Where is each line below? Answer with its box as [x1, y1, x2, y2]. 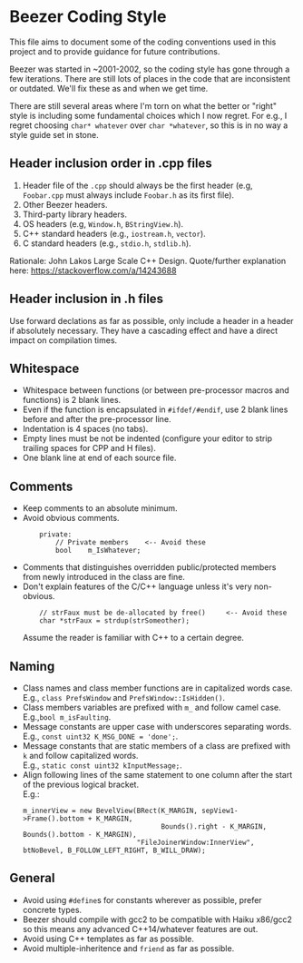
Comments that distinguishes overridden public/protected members [22, 562, 277, 573]
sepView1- [200, 806, 239, 815]
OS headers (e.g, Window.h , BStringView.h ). [22, 218, 184, 229]
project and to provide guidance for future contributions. [9, 45, 220, 56]
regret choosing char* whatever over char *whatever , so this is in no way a [9, 120, 288, 131]
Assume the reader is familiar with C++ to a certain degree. [22, 633, 245, 644]
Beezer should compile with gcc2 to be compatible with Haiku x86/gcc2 [22, 914, 293, 925]
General [9, 870, 56, 886]
